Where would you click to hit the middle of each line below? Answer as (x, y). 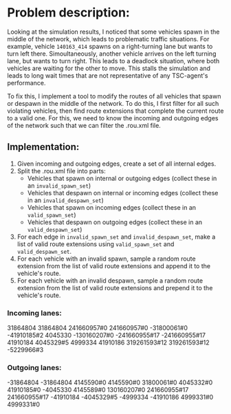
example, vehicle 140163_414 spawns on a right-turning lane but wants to (110, 46)
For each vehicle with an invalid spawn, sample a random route (106, 259)
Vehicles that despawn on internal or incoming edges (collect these (123, 193)
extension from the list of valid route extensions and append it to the (114, 265)
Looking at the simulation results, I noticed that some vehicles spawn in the (113, 32)
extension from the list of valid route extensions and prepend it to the (115, 287)
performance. (26, 83)
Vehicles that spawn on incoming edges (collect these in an (112, 207)
